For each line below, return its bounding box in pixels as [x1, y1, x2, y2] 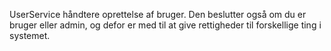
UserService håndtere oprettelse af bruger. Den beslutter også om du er [9, 9, 307, 20]
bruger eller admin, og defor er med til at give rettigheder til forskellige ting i [9, 19, 322, 31]
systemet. [9, 30, 51, 41]
